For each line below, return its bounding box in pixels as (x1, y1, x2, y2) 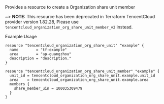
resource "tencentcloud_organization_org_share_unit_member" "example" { (5, 69, 160, 74)
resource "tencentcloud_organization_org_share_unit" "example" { (5, 43, 144, 48)
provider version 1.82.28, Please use (5, 19, 79, 25)
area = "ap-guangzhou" (9, 52, 71, 56)
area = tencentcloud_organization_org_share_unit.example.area (9, 78, 149, 82)
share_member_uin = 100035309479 (14, 86, 83, 91)
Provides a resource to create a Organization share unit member (5, 4, 135, 10)
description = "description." (9, 56, 71, 61)
